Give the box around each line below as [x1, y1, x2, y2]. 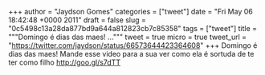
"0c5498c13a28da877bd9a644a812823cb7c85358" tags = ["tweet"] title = [8, 24, 258, 33]
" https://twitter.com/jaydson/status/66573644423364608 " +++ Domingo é [8, 41, 258, 50]
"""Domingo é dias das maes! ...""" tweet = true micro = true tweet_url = [8, 32, 247, 41]
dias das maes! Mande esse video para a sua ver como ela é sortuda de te [8, 49, 255, 58]
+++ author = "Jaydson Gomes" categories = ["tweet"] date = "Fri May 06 [8, 7, 253, 16]
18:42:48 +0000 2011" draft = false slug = [8, 15, 147, 25]
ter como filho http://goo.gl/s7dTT [8, 57, 121, 67]
